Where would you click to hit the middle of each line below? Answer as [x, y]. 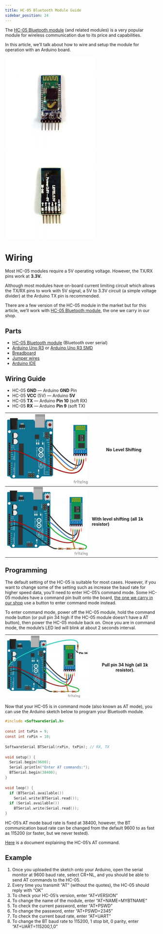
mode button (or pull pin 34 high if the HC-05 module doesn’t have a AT [77, 617]
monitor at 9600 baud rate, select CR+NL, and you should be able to [80, 875]
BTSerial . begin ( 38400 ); [33, 773]
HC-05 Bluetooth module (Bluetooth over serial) [60, 343]
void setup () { [20, 757]
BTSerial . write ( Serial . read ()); [46, 809]
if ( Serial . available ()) [34, 803]
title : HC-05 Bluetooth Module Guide [43, 10]
